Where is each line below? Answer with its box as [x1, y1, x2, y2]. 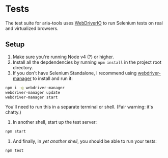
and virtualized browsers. [5, 25, 59, 31]
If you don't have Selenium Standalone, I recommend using [12, 70, 137, 76]
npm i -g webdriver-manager [5, 85, 65, 90]
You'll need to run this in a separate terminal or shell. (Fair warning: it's [5, 104, 154, 110]
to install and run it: [33, 75, 73, 82]
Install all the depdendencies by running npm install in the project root [12, 59, 162, 65]
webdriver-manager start [5, 95, 58, 100]
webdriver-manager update [5, 90, 60, 95]
